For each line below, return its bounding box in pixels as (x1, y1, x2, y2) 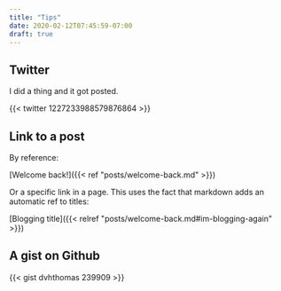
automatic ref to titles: (9, 196, 90, 207)
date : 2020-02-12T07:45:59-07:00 (9, 21, 133, 30)
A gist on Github (9, 248, 100, 263)
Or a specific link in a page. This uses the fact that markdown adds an (9, 187, 264, 197)
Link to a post (9, 129, 85, 144)
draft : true (9, 29, 53, 38)
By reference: (9, 153, 59, 162)
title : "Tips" (9, 12, 62, 22)
